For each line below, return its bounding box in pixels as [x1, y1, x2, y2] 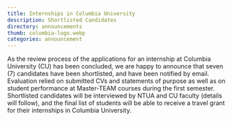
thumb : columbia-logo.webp [7, 29, 86, 37]
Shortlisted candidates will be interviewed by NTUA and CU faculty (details [7, 91, 223, 100]
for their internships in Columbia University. [7, 106, 132, 115]
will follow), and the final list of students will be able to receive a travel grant [7, 99, 225, 107]
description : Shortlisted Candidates [7, 17, 117, 24]
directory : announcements [7, 23, 82, 30]
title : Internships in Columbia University [7, 10, 136, 17]
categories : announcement [7, 36, 82, 43]
